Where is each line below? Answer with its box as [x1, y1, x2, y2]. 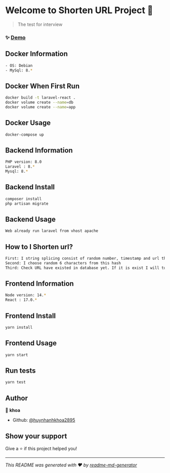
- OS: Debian [5, 63, 33, 68]
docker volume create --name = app [5, 104, 76, 109]
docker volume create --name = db [5, 100, 73, 105]
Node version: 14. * [5, 293, 47, 298]
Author [5, 393, 28, 402]
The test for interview [17, 21, 63, 27]
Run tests [5, 367, 36, 375]
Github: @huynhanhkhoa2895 [12, 417, 75, 423]
